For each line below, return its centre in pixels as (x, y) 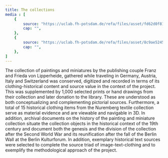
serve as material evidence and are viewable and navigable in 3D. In (75, 113)
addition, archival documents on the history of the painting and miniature (80, 118)
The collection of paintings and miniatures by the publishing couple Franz (81, 70)
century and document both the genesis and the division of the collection (81, 129)
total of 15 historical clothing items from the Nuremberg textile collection (79, 107)
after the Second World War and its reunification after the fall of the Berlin (81, 134)
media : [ (15, 14)
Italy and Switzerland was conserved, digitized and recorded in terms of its (82, 81)
